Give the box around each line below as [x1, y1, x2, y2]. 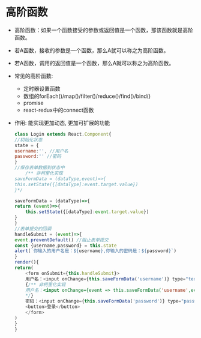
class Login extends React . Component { [14, 131, 112, 137]
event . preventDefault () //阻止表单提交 [14, 237, 109, 243]
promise [23, 99, 44, 106]
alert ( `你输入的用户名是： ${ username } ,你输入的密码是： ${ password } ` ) [14, 248, 177, 254]
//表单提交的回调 [14, 226, 52, 232]
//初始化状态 [14, 136, 43, 143]
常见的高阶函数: [14, 72, 53, 79]
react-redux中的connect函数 [23, 106, 94, 113]
